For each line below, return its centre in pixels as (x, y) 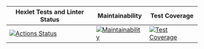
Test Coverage (172, 16)
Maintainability (120, 16)
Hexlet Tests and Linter (50, 12)
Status (50, 19)
